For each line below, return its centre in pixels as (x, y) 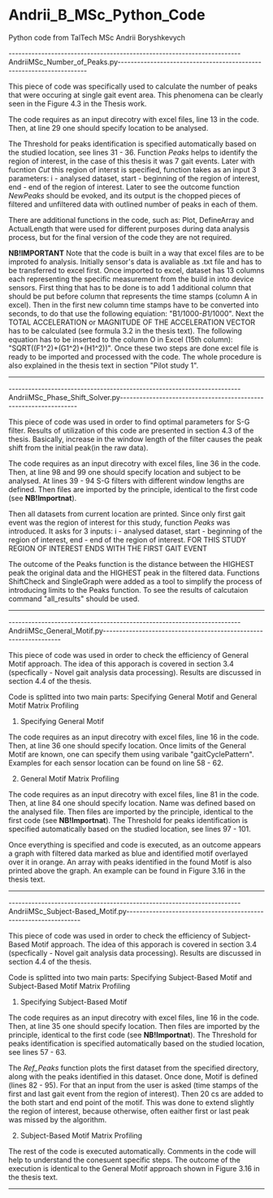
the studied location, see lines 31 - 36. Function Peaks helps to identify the (133, 152)
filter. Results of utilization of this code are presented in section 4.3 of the (131, 430)
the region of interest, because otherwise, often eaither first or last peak (129, 1111)
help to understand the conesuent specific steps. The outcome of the (125, 1160)
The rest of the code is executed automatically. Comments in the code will (132, 1151)
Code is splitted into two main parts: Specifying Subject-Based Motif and (130, 977)
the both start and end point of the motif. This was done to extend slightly (131, 1102)
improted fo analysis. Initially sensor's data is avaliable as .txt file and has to (135, 261)
